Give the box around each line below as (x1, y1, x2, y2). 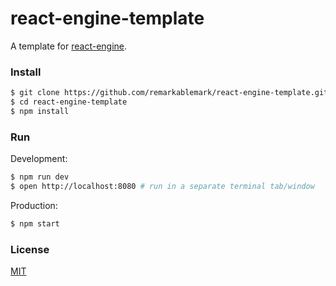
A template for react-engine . (10, 40, 128, 52)
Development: (10, 153, 68, 165)
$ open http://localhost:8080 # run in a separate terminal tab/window (10, 182, 315, 192)
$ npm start (10, 218, 60, 229)
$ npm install (10, 106, 70, 116)
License (10, 242, 50, 256)
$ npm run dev (10, 172, 70, 182)
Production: (10, 199, 58, 211)
